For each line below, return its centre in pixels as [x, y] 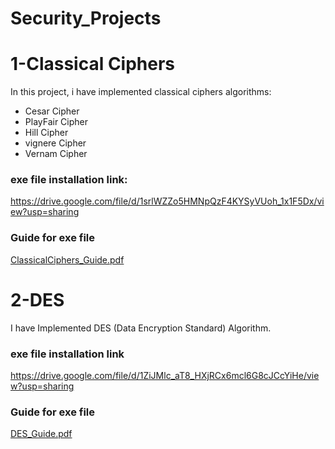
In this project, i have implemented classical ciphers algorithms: [141, 92]
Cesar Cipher [52, 111]
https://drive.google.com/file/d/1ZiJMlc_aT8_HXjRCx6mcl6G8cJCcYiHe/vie [165, 375]
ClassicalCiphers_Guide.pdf [67, 259]
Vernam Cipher [56, 154]
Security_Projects [86, 18]
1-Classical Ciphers [93, 64]
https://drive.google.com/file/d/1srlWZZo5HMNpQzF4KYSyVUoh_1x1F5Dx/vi [167, 201]
